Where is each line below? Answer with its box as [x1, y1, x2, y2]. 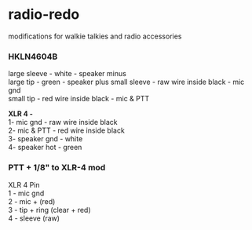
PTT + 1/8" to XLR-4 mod [8, 162, 106, 173]
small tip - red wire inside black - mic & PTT [8, 94, 150, 104]
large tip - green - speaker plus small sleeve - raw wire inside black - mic [8, 77, 245, 87]
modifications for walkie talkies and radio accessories [8, 31, 182, 41]
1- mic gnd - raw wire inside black [8, 118, 118, 127]
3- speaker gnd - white [8, 134, 83, 144]
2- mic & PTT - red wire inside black [8, 126, 126, 135]
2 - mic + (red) [8, 196, 56, 206]
